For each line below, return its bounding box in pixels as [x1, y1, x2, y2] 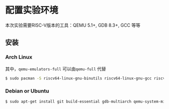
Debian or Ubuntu [5, 87, 49, 94]
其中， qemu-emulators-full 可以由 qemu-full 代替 [5, 66, 107, 72]
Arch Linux [5, 54, 33, 61]
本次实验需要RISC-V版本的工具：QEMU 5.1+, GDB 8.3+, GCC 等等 [5, 22, 141, 28]
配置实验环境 [5, 5, 59, 16]
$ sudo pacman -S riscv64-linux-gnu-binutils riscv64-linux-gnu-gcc [5, 76, 152, 81]
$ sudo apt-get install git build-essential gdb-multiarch [5, 99, 132, 104]
